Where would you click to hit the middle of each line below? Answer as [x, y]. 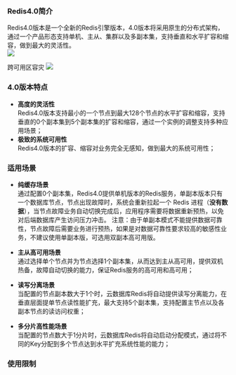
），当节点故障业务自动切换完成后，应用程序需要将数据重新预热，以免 [124, 211]
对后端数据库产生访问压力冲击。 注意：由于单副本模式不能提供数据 [114, 220]
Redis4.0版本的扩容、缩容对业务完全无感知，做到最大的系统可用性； [116, 148]
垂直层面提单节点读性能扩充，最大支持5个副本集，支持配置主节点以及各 [121, 302]
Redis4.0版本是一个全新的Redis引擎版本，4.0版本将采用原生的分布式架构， [116, 28]
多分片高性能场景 [42, 326]
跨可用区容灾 [26, 68]
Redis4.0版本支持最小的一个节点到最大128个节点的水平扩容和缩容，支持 [122, 113]
